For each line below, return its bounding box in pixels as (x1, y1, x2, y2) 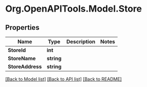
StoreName (8, 55, 36, 62)
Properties (5, 23, 40, 32)
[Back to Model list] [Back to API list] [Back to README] (5, 76, 122, 82)
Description (66, 38, 96, 45)
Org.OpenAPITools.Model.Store (5, 3, 142, 15)
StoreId (8, 47, 26, 54)
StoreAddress (8, 63, 42, 70)
